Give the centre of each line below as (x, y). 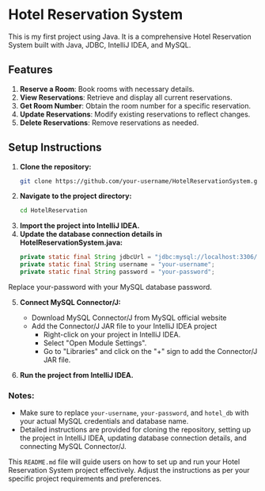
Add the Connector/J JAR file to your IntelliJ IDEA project (124, 325)
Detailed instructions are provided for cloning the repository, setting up (135, 430)
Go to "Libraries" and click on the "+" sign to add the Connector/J (150, 351)
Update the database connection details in (91, 234)
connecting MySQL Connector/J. (73, 447)
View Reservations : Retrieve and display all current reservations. (126, 97)
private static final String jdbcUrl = (85, 257)
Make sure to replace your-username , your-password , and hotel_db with (134, 413)
